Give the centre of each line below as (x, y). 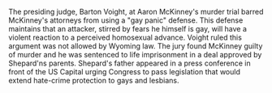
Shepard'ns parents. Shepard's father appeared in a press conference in (130, 63)
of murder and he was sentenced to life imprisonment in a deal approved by (135, 55)
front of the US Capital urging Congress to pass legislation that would (125, 72)
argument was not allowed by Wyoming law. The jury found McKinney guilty (136, 46)
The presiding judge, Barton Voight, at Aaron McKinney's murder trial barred (136, 12)
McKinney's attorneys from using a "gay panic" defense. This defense (126, 20)
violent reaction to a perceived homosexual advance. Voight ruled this (125, 37)
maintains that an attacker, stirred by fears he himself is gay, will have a (128, 29)
